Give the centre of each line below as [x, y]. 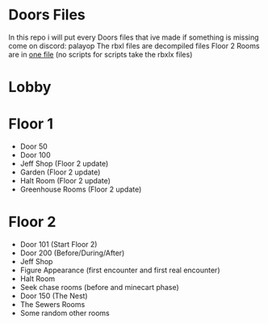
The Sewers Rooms [52, 304]
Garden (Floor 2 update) [60, 172]
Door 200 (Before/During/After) [72, 253]
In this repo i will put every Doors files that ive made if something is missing [134, 37]
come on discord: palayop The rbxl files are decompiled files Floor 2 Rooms [134, 45]
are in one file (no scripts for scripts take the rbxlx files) [100, 54]
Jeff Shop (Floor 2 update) [64, 164]
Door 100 [35, 155]
